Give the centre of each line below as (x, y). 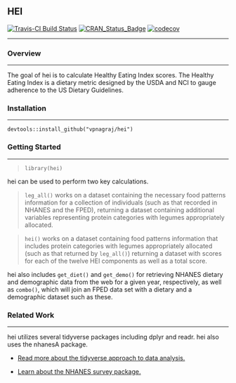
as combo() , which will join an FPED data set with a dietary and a (100, 289)
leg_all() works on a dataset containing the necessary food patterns (125, 195)
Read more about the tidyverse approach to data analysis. (101, 358)
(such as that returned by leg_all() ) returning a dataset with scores (123, 253)
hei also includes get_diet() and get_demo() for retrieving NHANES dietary (115, 274)
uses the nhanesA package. (47, 344)
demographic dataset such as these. (60, 297)
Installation (27, 108)
